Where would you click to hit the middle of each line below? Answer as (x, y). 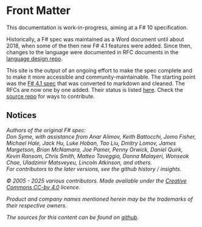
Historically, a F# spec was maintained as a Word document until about (95, 39)
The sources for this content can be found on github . (72, 217)
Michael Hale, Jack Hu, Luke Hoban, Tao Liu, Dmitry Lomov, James (91, 143)
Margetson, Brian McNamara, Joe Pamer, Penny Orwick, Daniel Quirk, (95, 149)
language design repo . (34, 58)
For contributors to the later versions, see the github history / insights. (94, 169)
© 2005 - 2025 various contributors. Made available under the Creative (96, 181)
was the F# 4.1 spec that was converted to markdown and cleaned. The (96, 83)
